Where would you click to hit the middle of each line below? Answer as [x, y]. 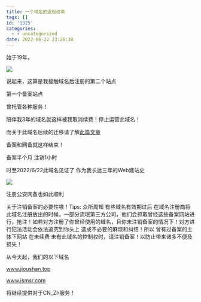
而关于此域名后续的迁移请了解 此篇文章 [53, 132]
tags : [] [17, 17]
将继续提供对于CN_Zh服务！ [41, 293]
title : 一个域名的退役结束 [36, 12]
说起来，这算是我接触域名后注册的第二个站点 [61, 81]
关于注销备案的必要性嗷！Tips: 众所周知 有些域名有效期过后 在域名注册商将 [98, 207]
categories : [21, 28]
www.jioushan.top [28, 269]
